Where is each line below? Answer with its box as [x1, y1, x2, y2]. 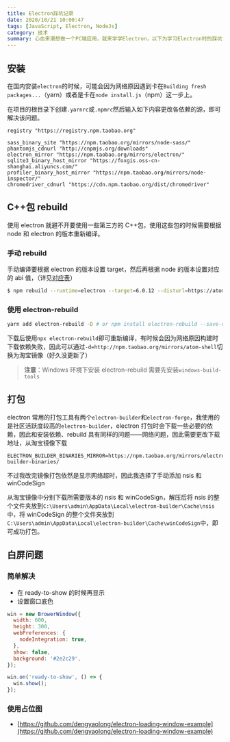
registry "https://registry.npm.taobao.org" [7, 127, 136, 134]
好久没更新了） [49, 351, 91, 359]
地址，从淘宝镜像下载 [7, 439, 67, 447]
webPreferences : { [13, 630, 66, 637]
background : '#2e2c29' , [13, 655, 81, 662]
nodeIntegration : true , [19, 636, 88, 643]
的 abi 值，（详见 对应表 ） [7, 274, 77, 282]
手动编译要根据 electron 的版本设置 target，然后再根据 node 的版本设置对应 [7, 265, 220, 274]
